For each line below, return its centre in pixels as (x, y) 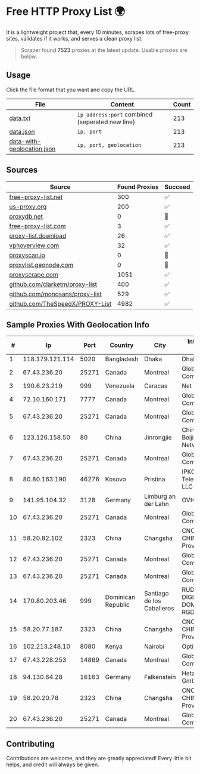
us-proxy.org (28, 207)
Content (122, 104)
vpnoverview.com (34, 245)
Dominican (120, 597)
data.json (22, 131)
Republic (117, 605)
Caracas (156, 386)
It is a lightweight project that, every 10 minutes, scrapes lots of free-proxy (98, 32)
